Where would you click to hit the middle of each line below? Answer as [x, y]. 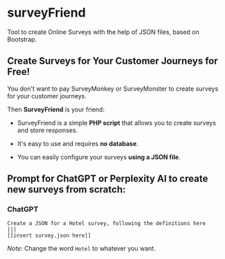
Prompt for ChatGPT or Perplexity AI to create [108, 179]
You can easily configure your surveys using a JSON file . [99, 157]
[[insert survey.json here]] [49, 236]
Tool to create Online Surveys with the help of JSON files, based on [103, 32]
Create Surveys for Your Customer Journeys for [112, 61]
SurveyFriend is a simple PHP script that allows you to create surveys [117, 123]
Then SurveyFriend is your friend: [56, 109]
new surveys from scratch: [66, 189]
